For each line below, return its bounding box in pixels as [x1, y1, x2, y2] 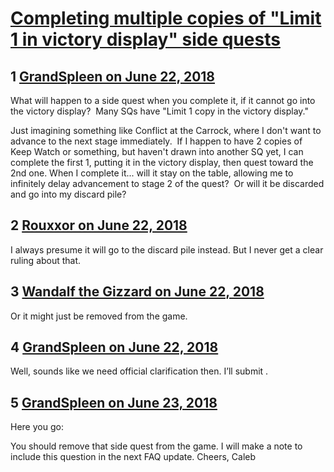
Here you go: [10, 421, 64, 433]
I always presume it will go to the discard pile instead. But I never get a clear [10, 243, 324, 256]
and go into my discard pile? [10, 188, 127, 200]
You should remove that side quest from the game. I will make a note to [10, 440, 303, 452]
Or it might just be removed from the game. [10, 310, 188, 322]
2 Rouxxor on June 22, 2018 [10, 217, 188, 234]
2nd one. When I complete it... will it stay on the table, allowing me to [10, 167, 294, 179]
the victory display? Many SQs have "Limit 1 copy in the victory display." [10, 105, 309, 117]
